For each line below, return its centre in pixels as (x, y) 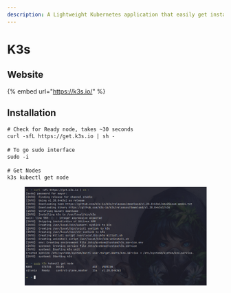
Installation (32, 113)
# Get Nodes (24, 171)
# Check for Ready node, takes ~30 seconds (70, 130)
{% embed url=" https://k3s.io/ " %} (56, 91)
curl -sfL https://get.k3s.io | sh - (61, 137)
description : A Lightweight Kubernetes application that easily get (107, 14)
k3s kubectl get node (38, 178)
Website (25, 75)
